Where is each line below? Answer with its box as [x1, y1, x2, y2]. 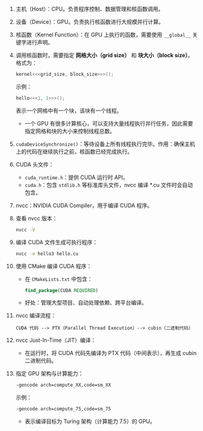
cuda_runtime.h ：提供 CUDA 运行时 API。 [24, 174, 128, 181]
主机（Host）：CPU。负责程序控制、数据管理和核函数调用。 [15, 5, 164, 12]
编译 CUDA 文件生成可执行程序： [15, 239, 98, 246]
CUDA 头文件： [15, 160, 54, 168]
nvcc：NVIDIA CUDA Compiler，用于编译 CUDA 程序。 [15, 202, 153, 209]
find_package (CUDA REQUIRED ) [24, 287, 99, 293]
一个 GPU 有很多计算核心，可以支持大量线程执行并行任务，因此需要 [24, 120, 193, 127]
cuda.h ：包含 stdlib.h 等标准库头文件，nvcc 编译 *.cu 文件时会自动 [24, 181, 193, 188]
